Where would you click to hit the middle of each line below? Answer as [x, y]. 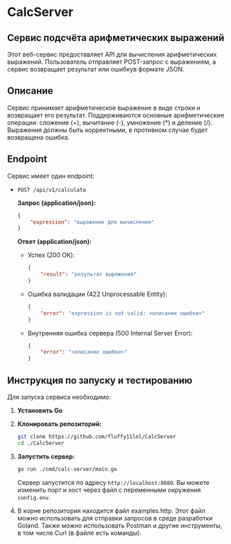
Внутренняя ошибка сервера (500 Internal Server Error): [110, 333]
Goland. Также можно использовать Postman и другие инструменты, [120, 525]
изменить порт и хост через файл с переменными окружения [109, 490]
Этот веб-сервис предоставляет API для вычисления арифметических [112, 54]
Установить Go [40, 410]
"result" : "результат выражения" [89, 274]
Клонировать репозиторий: [59, 424]
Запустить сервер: [46, 456]
